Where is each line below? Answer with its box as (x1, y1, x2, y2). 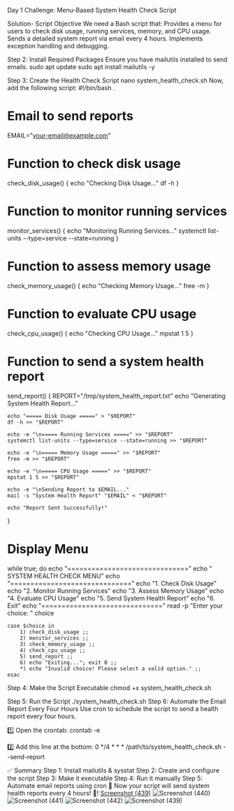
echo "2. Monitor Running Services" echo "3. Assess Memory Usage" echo (7, 587, 224, 595)
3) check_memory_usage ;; (20, 640, 96, 647)
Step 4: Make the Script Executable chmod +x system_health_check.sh (7, 683, 212, 691)
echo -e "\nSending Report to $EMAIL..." (7, 486, 130, 493)
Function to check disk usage (7, 156, 182, 172)
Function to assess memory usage (7, 259, 212, 274)
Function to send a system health (7, 353, 205, 369)
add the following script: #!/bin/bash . (7, 84, 115, 92)
